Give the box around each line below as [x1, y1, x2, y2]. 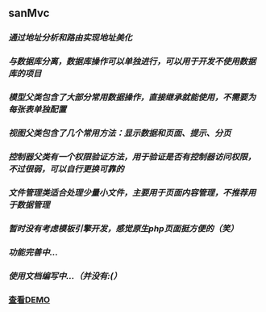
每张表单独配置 [8, 104, 67, 116]
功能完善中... [8, 247, 59, 258]
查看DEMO [8, 294, 51, 306]
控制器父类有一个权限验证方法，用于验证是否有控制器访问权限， [8, 151, 256, 162]
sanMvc [8, 6, 50, 20]
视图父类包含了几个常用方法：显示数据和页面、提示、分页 [8, 128, 231, 139]
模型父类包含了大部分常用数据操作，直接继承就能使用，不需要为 [8, 92, 256, 103]
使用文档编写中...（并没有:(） [8, 270, 123, 281]
